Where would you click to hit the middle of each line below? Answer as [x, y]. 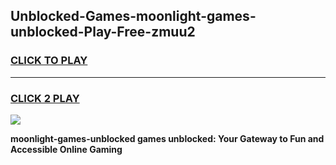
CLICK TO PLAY [49, 61]
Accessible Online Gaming [66, 149]
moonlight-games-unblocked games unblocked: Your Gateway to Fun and [167, 138]
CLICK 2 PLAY [45, 98]
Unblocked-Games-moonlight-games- [133, 16]
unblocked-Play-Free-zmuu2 [103, 32]
